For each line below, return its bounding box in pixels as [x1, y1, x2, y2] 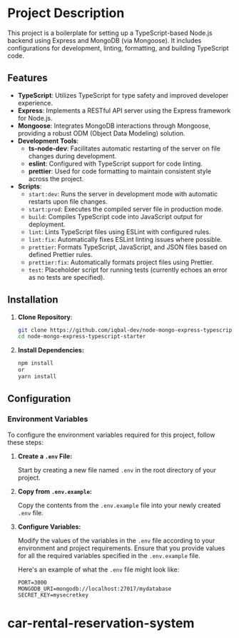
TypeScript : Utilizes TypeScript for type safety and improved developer [17, 91, 229, 99]
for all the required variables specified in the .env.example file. [17, 551, 200, 559]
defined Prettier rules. [28, 250, 93, 258]
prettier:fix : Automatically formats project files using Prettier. [28, 258, 214, 266]
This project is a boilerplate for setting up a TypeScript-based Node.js [7, 29, 213, 37]
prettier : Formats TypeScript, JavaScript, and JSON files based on [28, 243, 227, 251]
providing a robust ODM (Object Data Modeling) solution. [17, 128, 185, 137]
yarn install [17, 373, 57, 380]
